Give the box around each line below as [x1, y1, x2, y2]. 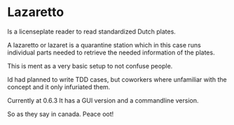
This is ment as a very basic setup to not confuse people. [7, 61, 173, 70]
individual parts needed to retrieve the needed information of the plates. [7, 48, 215, 57]
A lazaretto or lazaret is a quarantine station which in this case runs [7, 41, 201, 49]
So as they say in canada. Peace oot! [7, 110, 114, 118]
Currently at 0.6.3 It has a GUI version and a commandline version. [7, 96, 199, 105]
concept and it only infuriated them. [7, 82, 111, 91]
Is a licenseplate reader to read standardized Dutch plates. [7, 27, 177, 36]
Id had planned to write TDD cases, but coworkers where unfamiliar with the [7, 75, 227, 84]
